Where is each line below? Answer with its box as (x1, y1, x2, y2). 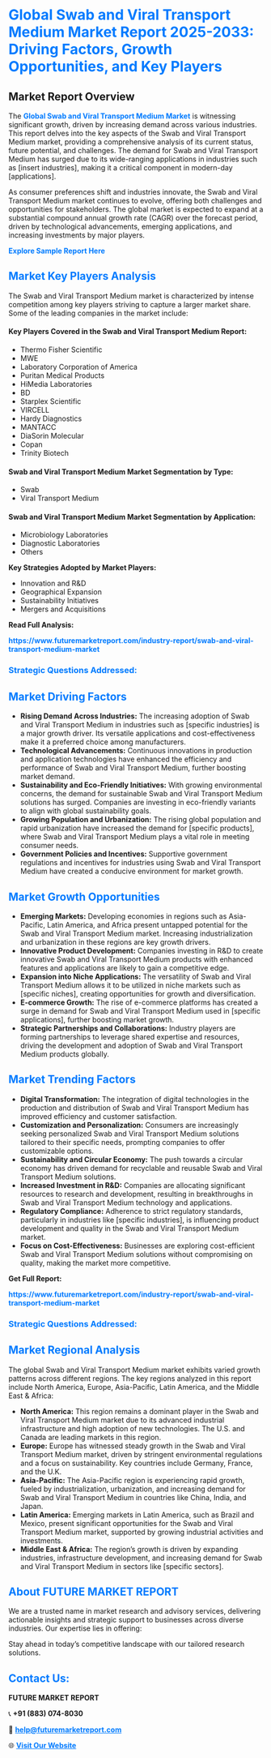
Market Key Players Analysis (8, 269, 156, 283)
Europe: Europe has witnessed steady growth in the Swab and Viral (19, 1441, 246, 1451)
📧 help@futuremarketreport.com (8, 1725, 122, 1734)
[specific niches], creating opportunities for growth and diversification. (19, 988, 256, 998)
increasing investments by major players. (8, 230, 146, 240)
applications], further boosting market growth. (19, 1014, 175, 1024)
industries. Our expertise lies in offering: (8, 1623, 142, 1633)
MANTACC (19, 422, 57, 432)
